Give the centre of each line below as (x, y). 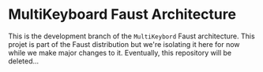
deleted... (24, 61)
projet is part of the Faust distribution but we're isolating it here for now (124, 44)
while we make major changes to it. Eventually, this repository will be (120, 52)
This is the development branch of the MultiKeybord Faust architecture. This (131, 36)
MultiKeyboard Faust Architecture (122, 14)
